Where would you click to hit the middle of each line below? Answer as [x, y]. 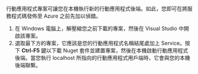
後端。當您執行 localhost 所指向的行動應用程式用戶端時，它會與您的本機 [102, 58]
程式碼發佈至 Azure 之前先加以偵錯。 [56, 16]
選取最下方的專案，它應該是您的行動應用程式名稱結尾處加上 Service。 [100, 43]
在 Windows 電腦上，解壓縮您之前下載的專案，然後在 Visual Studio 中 [99, 28]
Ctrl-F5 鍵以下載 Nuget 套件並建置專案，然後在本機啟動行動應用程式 [105, 51]
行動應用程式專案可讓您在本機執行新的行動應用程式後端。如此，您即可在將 [97, 9]
